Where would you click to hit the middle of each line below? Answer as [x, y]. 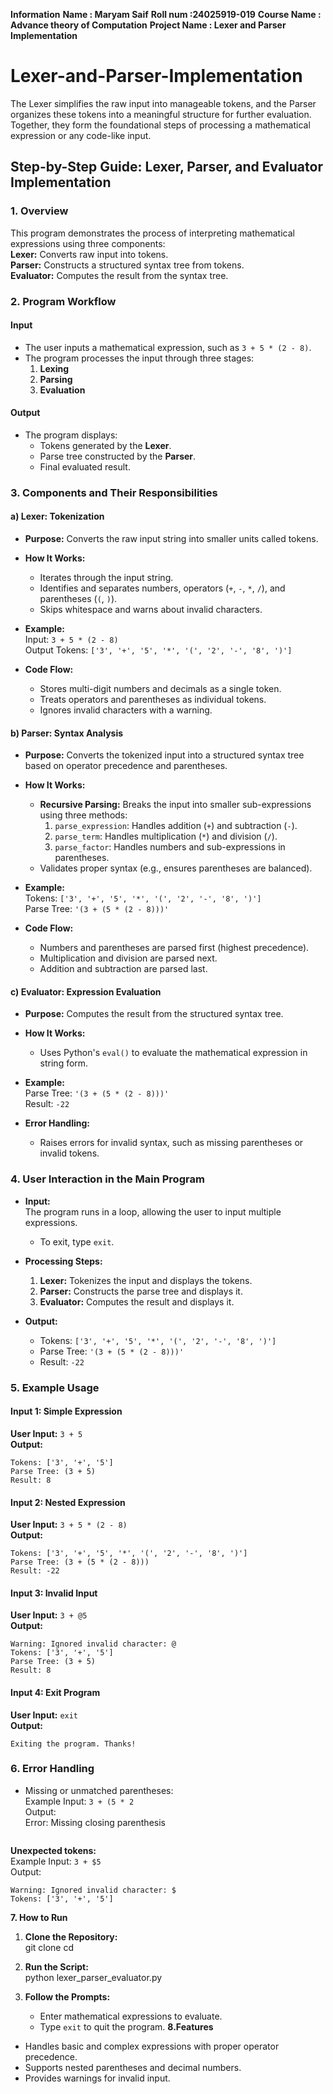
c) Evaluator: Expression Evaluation [86, 991]
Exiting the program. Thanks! [73, 1744]
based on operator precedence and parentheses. [126, 766]
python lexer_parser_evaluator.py [93, 1977]
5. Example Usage [55, 1387]
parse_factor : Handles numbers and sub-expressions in [170, 847]
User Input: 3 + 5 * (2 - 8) [69, 1525]
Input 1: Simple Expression [66, 1411]
